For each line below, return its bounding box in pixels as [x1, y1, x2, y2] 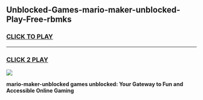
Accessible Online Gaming [6, 87, 74, 94]
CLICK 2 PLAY [6, 55, 48, 64]
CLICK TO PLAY [6, 33, 53, 41]
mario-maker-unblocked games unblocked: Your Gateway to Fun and [6, 80, 183, 87]
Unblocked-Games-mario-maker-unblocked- [6, 5, 181, 15]
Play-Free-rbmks [6, 15, 72, 25]
